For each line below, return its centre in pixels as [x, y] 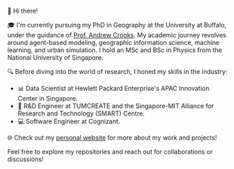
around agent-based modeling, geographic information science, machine [113, 43]
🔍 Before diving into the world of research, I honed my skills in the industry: [117, 71]
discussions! [25, 159]
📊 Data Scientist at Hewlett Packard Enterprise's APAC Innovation [113, 88]
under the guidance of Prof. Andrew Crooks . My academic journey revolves [117, 35]
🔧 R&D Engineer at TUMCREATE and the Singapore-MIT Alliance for [116, 106]
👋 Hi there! [23, 11]
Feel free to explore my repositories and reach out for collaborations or [110, 152]
